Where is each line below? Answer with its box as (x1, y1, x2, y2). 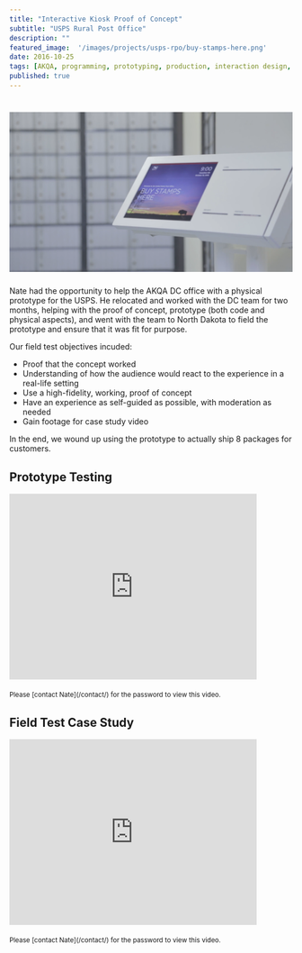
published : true (9, 72, 70, 81)
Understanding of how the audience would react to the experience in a (22, 368, 285, 379)
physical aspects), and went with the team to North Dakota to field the (9, 314, 269, 325)
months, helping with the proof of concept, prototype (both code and (9, 304, 265, 315)
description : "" (9, 33, 70, 42)
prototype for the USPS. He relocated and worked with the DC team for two (9, 295, 289, 306)
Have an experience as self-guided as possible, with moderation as (22, 397, 272, 408)
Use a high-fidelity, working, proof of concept (22, 387, 192, 398)
